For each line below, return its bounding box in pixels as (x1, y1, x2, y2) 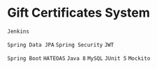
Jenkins (7, 28, 30, 35)
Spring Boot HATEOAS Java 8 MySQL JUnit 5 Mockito (7, 54, 151, 62)
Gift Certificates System (7, 5, 150, 21)
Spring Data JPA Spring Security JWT (7, 41, 114, 48)
